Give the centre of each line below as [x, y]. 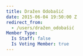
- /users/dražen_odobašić [43, 28]
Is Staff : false [31, 38]
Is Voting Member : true [40, 44]
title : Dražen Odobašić [35, 11]
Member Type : [22, 33]
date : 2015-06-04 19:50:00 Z [41, 17]
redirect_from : [25, 22]
